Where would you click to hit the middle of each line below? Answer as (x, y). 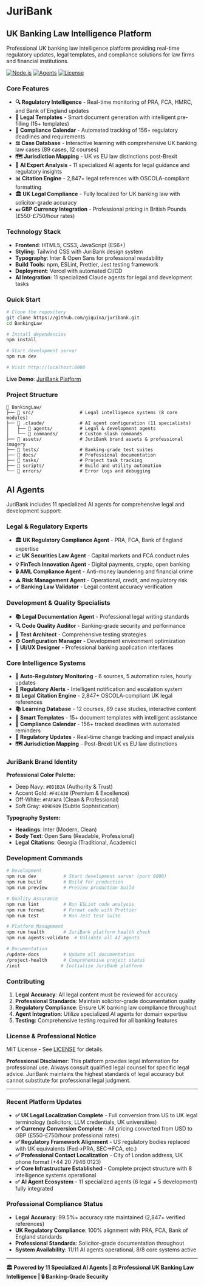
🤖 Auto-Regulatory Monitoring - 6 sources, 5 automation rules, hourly (104, 676)
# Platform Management (35, 927)
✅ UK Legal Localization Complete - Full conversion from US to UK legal (106, 1115)
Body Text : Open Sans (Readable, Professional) (75, 836)
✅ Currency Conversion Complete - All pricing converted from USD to (104, 1128)
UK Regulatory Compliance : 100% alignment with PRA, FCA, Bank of (101, 1230)
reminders (28, 730)
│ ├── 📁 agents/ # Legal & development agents (81, 429)
